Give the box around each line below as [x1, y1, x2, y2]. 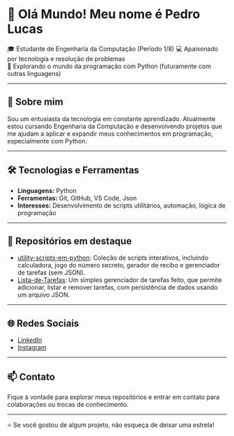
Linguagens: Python [17, 186, 77, 194]
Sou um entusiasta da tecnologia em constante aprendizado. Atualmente [7, 114, 216, 123]
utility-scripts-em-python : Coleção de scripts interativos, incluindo [17, 254, 209, 262]
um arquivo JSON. [17, 290, 70, 299]
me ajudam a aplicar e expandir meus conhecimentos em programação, [7, 129, 214, 138]
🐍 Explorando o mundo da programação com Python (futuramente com [7, 62, 211, 70]
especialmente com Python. [7, 137, 88, 145]
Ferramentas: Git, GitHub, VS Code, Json [17, 194, 137, 202]
